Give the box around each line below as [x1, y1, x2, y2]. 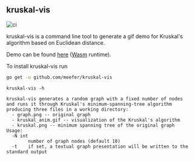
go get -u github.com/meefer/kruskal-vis [6, 74, 113, 80]
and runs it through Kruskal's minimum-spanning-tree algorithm [6, 101, 172, 107]
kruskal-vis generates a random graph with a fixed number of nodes [6, 96, 183, 102]
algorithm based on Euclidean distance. [6, 39, 105, 46]
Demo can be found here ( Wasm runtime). [6, 51, 112, 58]
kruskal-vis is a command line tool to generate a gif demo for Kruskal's [6, 33, 183, 40]
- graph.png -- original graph [12, 111, 91, 117]
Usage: [6, 127, 23, 134]
